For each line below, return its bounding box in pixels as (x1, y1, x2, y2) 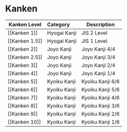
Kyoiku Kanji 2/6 (81, 110, 120, 117)
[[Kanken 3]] (7, 62, 38, 69)
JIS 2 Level (81, 29, 108, 36)
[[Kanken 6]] (7, 86, 38, 93)
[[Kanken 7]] (7, 94, 38, 101)
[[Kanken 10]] (7, 118, 41, 125)
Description (86, 21, 115, 28)
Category (47, 21, 70, 28)
